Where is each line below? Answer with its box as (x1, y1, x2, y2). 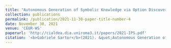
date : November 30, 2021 (5, 21, 58, 26)
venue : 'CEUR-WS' (5, 26, 42, 31)
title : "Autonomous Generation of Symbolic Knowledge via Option (5, 7, 147, 12)
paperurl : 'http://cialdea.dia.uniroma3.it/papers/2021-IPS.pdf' (5, 30, 147, 35)
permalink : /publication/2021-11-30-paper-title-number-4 (5, 16, 131, 21)
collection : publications (5, 12, 60, 17)
